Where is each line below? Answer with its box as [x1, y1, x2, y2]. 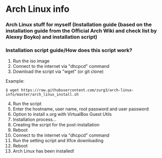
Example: [5, 78, 25, 84]
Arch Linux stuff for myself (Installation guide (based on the [5, 21, 152, 28]
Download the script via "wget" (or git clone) [12, 68, 104, 75]
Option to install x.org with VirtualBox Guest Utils [12, 111, 112, 117]
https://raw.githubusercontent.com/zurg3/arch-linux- [21, 88, 134, 93]
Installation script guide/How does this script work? [5, 47, 132, 54]
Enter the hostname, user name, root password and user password [12, 106, 149, 112]
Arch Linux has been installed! [12, 148, 75, 154]
